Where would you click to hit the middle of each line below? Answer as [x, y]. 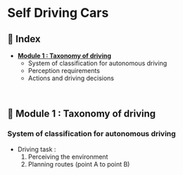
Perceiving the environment [68, 157]
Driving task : [37, 149]
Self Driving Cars [58, 13]
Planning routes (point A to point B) [79, 164]
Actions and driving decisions [71, 78]
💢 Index [24, 39]
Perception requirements [64, 71]
